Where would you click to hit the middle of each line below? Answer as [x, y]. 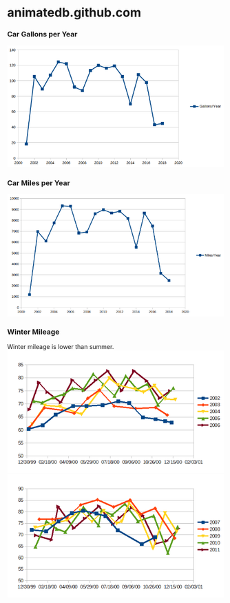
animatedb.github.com [74, 13]
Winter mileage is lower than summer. [61, 347]
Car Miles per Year [39, 182]
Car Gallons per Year [42, 34]
